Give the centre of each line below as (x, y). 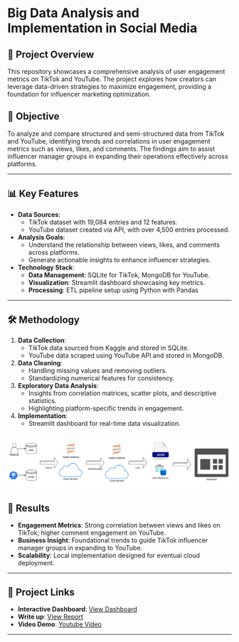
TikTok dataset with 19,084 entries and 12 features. (103, 222)
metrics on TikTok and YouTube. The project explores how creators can (112, 79)
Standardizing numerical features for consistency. (101, 378)
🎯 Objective (33, 116)
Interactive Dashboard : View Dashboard (77, 609)
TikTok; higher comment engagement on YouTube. (91, 533)
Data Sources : (39, 214)
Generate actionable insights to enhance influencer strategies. (119, 260)
